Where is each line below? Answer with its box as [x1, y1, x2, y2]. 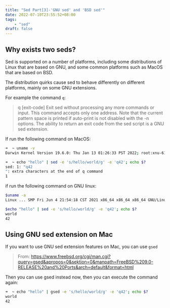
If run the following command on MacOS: [5, 136, 91, 142]
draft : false [5, 26, 33, 32]
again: [5, 280, 19, 286]
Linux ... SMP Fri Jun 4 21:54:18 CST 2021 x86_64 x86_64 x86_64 [5, 198, 146, 203]
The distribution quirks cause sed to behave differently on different [5, 79, 145, 85]
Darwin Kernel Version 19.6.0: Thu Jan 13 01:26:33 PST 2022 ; [5, 150, 139, 156]
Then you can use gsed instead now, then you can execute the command [5, 274, 158, 280]
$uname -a [5, 193, 26, 198]
